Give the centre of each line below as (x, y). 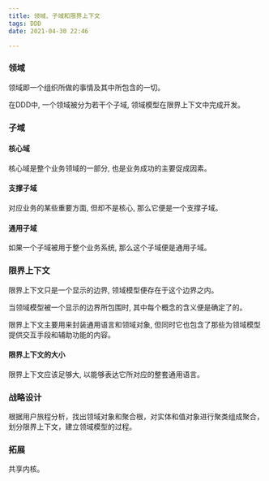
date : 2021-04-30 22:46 (49, 31)
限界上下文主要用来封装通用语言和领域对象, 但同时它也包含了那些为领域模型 (134, 324)
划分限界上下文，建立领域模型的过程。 (72, 427)
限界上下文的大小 (37, 355)
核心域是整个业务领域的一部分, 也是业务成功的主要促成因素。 (110, 168)
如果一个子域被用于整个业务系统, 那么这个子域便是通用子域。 (110, 248)
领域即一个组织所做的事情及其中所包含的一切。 (86, 87)
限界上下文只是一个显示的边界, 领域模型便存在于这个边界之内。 (113, 290)
